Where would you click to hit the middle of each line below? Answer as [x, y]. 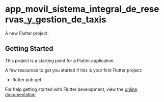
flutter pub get [27, 79]
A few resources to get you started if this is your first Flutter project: [74, 70]
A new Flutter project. [27, 33]
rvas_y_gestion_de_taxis [56, 19]
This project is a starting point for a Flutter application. [60, 61]
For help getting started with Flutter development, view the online [71, 89]
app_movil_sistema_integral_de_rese [82, 9]
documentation [20, 94]
